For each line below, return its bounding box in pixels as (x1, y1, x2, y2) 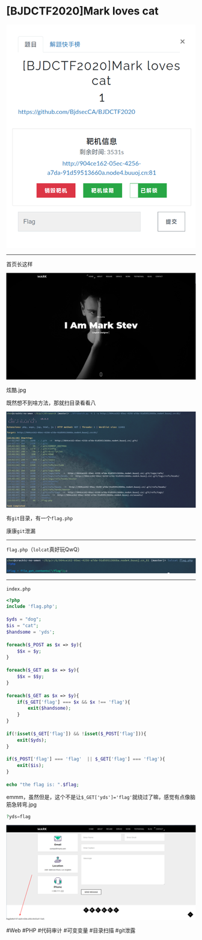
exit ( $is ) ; (17, 763, 44, 769)
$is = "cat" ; (6, 623, 39, 629)
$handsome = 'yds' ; (6, 629, 55, 635)
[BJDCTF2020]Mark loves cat (6, 4, 159, 18)
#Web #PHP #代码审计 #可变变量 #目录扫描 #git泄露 (6, 927, 136, 934)
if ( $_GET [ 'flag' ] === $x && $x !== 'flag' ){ (17, 699, 130, 705)
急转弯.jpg (11, 801, 37, 808)
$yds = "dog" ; (6, 616, 42, 622)
